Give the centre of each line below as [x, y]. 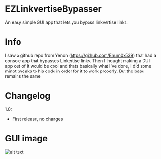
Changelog [28, 96]
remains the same [23, 76]
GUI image [26, 138]
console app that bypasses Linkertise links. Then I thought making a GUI [77, 61]
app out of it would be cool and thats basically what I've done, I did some [78, 66]
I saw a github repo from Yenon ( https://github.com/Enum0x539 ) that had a [81, 55]
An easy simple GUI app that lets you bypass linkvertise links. [66, 22]
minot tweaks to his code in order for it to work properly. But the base [75, 71]
